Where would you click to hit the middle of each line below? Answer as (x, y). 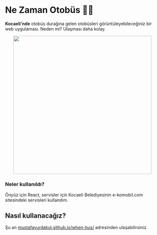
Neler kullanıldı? (25, 184)
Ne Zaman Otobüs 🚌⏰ (50, 10)
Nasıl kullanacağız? (36, 216)
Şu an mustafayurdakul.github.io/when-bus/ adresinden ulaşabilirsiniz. (77, 228)
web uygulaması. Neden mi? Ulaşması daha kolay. (55, 29)
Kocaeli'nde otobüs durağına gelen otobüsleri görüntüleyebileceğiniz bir (78, 24)
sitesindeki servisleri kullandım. (37, 200)
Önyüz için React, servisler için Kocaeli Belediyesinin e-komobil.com (74, 195)
